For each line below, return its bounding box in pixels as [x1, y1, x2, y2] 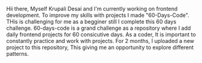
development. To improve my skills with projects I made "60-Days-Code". [6, 12, 189, 19]
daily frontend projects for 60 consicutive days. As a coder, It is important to [6, 31, 197, 38]
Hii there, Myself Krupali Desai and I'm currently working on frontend [6, 5, 178, 12]
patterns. [6, 50, 29, 57]
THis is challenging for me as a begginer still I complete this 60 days [6, 18, 177, 25]
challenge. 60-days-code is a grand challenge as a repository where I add [6, 24, 191, 31]
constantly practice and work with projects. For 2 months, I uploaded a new [6, 38, 195, 44]
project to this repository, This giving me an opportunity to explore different [6, 44, 194, 51]
